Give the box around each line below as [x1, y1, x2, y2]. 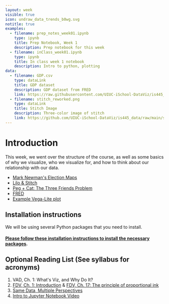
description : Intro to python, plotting [14, 64, 100, 69]
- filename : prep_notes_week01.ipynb [10, 31, 89, 36]
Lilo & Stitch [12, 180, 38, 186]
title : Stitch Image [14, 106, 57, 111]
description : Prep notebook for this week [14, 45, 105, 50]
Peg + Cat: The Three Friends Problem [12, 185, 93, 191]
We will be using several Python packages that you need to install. [5, 224, 142, 230]
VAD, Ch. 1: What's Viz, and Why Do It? [12, 276, 94, 283]
